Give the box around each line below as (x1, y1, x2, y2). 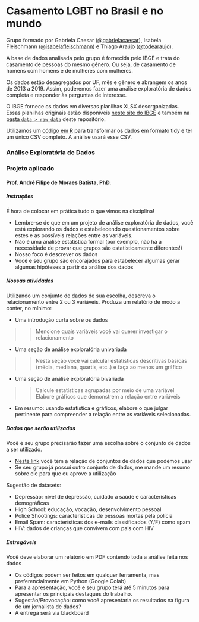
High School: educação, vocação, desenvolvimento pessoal (14, 506, 162, 513)
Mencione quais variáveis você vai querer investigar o (35, 328, 168, 335)
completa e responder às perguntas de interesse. (6, 91, 127, 98)
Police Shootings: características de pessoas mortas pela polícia (14, 512, 173, 520)
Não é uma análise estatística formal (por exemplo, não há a (14, 238, 162, 245)
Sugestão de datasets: (6, 481, 61, 489)
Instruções (6, 192, 34, 200)
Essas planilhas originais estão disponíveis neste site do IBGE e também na (6, 109, 190, 116)
